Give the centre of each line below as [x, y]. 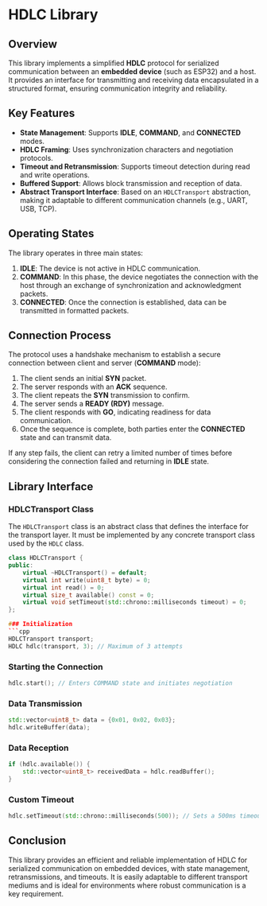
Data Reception [39, 748]
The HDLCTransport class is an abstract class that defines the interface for [128, 527]
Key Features [42, 113]
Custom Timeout [41, 799]
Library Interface [51, 486]
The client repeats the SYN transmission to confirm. [105, 395]
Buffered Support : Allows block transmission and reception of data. [131, 183]
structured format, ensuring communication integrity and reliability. [118, 88]
